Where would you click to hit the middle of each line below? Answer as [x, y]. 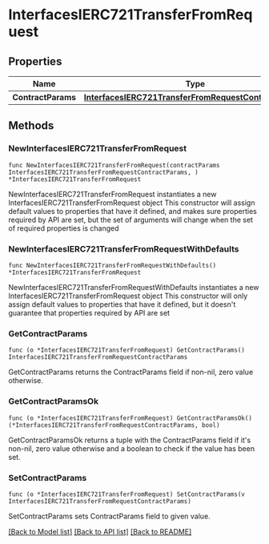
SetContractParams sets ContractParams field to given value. [109, 516]
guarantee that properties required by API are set [89, 312]
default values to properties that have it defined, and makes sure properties [133, 211]
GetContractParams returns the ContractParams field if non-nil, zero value [131, 372]
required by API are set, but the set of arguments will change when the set [131, 220]
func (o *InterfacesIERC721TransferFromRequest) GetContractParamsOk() [130, 418]
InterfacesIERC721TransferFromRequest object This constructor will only [128, 296]
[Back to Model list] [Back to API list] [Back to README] [100, 531]
